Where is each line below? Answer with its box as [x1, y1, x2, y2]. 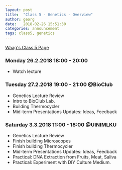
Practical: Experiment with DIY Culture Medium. [12, 159, 111, 165]
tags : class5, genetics [5, 31, 55, 36]
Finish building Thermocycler [12, 143, 73, 149]
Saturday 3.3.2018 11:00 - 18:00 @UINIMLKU [5, 121, 117, 128]
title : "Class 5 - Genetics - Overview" [5, 12, 93, 17]
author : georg [5, 17, 35, 22]
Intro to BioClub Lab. [12, 98, 55, 104]
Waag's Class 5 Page [5, 45, 49, 50]
